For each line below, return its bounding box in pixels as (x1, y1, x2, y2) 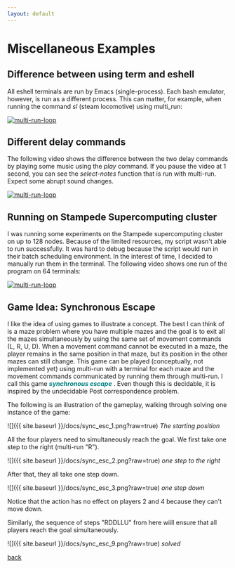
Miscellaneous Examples (7, 40, 156, 56)
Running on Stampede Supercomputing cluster (7, 211, 217, 223)
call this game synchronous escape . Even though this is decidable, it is (7, 380, 216, 388)
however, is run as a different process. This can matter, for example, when (7, 94, 222, 103)
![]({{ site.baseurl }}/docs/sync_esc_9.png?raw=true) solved (7, 539, 181, 548)
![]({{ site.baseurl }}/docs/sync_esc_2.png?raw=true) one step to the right (7, 456, 221, 465)
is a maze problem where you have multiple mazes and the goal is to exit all (7, 328, 226, 336)
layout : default (7, 10, 55, 18)
